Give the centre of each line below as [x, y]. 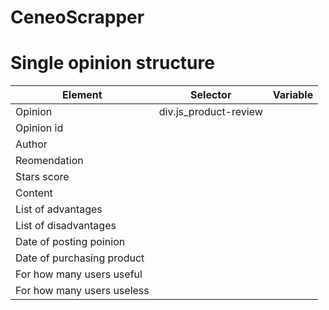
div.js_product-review [210, 112]
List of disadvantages [66, 226]
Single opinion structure [112, 63]
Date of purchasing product [80, 258]
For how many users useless [82, 291]
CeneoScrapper [77, 17]
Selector [211, 95]
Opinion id [39, 128]
